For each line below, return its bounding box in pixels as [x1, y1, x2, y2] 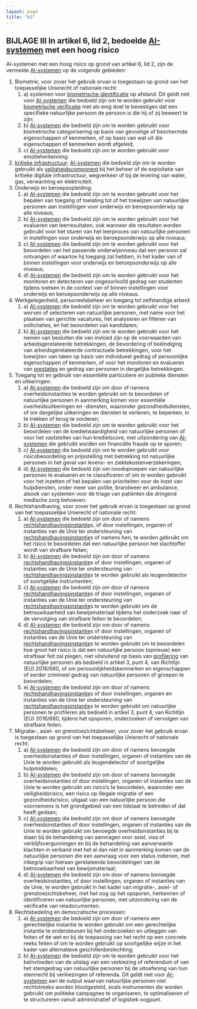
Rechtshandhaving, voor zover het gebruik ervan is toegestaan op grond [14, 503, 191, 510]
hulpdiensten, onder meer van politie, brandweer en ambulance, [23, 484, 179, 491]
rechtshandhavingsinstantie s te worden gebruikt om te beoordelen [23, 640, 185, 647]
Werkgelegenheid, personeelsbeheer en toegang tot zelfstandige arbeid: [14, 297, 191, 304]
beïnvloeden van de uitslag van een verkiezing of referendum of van [23, 958, 189, 966]
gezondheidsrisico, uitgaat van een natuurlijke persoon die [23, 796, 166, 803]
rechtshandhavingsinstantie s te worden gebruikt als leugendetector [23, 571, 188, 579]
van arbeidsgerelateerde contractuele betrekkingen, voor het [23, 347, 172, 354]
